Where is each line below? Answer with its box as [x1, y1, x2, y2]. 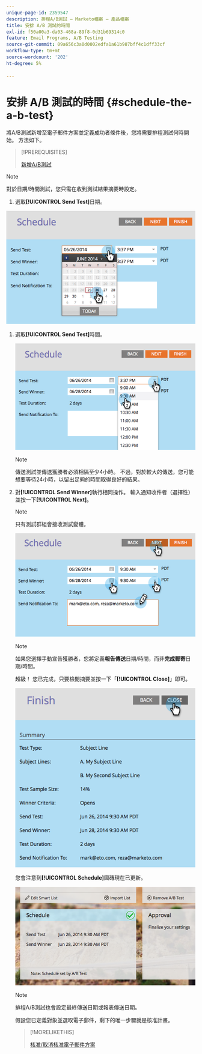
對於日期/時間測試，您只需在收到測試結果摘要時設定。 [6, 185, 140, 192]
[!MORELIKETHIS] [29, 1028, 75, 1035]
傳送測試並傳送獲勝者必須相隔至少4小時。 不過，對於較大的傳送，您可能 [14, 468, 194, 475]
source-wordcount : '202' [6, 54, 69, 60]
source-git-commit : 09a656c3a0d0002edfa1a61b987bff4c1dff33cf [6, 41, 165, 47]
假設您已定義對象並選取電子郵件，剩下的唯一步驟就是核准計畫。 [14, 1016, 173, 1023]
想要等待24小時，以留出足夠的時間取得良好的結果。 [14, 476, 143, 483]
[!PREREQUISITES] [20, 149, 67, 156]
